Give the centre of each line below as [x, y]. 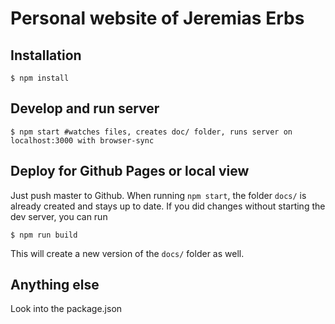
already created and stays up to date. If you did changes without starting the [168, 206]
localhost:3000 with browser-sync [82, 140]
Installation [46, 55]
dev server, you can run [59, 216]
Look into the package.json [66, 309]
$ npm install [40, 78]
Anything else [55, 285]
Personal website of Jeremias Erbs [157, 18]
